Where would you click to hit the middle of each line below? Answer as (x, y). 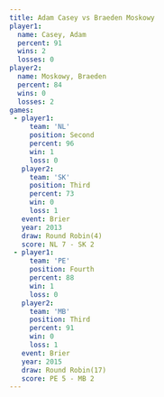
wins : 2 (32, 51)
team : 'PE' (50, 261)
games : (22, 110)
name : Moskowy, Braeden (62, 77)
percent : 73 (52, 194)
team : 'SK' (50, 177)
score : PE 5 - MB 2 (58, 379)
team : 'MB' (50, 311)
